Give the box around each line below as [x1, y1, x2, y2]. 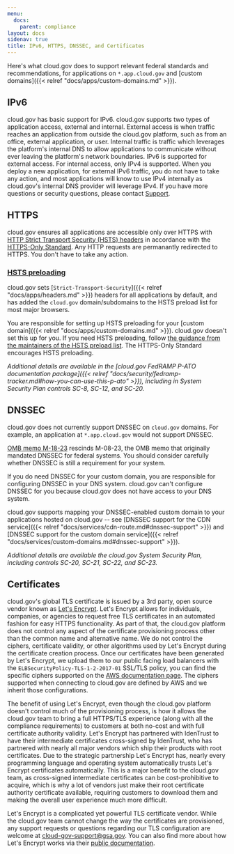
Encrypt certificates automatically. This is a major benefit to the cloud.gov [7, 766, 219, 774]
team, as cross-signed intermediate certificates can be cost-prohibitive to [7, 773, 219, 782]
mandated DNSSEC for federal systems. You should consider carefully [7, 451, 209, 460]
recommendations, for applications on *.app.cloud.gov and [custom [7, 69, 203, 77]
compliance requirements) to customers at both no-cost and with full [7, 722, 205, 730]
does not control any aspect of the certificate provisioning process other [7, 626, 216, 635]
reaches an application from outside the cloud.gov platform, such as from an [7, 130, 227, 138]
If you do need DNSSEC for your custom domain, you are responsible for [7, 472, 216, 481]
